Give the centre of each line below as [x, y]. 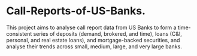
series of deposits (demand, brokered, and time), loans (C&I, [108, 33]
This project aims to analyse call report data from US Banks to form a [91, 27]
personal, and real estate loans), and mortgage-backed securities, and [93, 40]
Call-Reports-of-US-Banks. [76, 11]
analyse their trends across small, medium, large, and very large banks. [94, 46]
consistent [19, 33]
